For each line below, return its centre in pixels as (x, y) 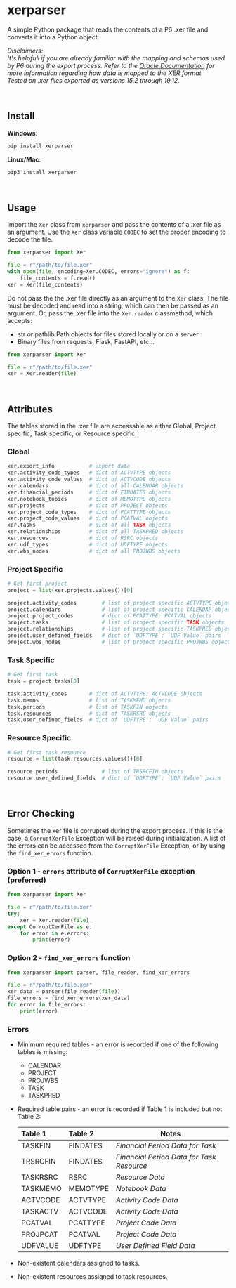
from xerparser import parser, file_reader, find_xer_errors (99, 972)
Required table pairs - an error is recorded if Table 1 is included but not (120, 1109)
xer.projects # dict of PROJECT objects (88, 505)
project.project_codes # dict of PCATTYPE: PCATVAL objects (110, 616)
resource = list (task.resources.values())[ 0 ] (75, 759)
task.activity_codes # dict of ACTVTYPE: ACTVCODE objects (105, 694)
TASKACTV (40, 1211)
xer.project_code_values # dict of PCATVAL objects (88, 518)
